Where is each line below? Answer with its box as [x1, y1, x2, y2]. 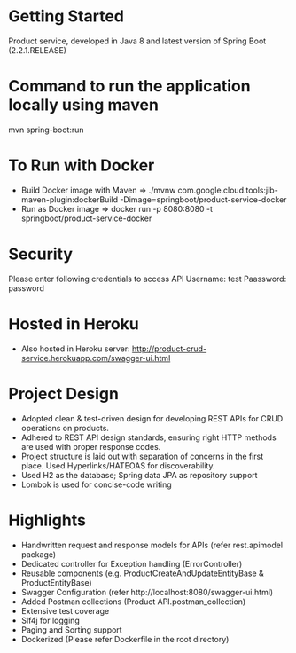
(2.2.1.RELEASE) [8, 44, 67, 55]
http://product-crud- [131, 343, 207, 354]
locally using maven [8, 95, 159, 115]
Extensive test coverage [20, 605, 110, 616]
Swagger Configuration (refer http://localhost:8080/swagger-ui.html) [20, 586, 274, 597]
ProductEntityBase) [20, 577, 92, 587]
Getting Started [8, 6, 125, 27]
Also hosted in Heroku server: [20, 343, 130, 354]
